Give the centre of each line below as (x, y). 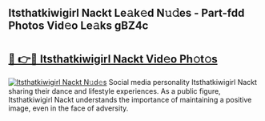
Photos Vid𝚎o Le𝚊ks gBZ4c (78, 26)
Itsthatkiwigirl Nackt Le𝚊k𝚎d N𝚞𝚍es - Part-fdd (126, 13)
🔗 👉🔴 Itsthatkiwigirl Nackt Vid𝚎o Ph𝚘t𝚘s (113, 59)
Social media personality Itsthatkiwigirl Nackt (183, 82)
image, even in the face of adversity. (68, 108)
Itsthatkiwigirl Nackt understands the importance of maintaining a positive (130, 100)
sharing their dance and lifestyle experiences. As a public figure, (115, 91)
